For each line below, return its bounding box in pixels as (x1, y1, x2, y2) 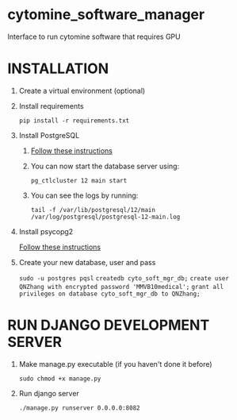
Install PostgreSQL (18, 130, 80, 140)
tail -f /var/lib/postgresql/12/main (30, 206, 156, 214)
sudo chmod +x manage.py (18, 375, 101, 383)
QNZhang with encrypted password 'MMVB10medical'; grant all (18, 283, 224, 291)
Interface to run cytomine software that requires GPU (7, 32, 181, 41)
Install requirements (18, 101, 84, 110)
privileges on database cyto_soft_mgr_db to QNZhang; (18, 290, 201, 298)
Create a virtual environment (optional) (18, 86, 146, 95)
